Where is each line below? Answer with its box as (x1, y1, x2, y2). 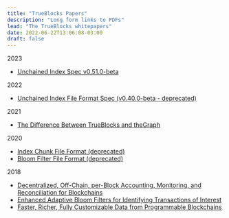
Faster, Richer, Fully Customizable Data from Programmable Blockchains (17, 203, 222, 211)
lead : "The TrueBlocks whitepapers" (7, 23, 112, 29)
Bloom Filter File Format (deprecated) (17, 155, 124, 163)
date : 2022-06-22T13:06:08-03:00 (7, 29, 103, 36)
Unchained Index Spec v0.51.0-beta (17, 68, 119, 76)
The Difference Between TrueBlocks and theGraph (17, 121, 160, 129)
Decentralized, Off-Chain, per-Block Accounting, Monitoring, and (17, 181, 201, 189)
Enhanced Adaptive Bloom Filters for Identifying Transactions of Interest (17, 196, 222, 204)
